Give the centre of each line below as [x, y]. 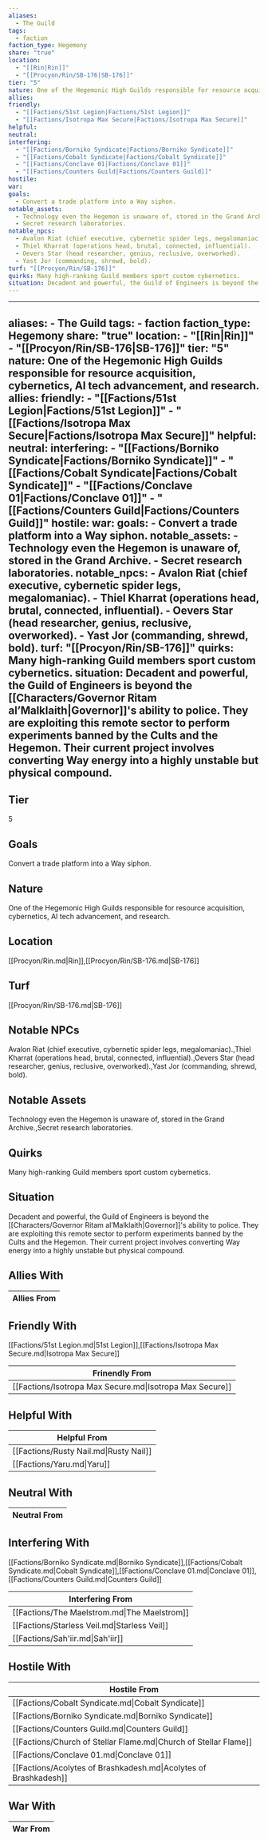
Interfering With [49, 1543]
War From [31, 1829]
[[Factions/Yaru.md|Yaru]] [61, 1464]
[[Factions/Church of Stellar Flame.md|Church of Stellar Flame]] [132, 1742]
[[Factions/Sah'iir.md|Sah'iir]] [68, 1638]
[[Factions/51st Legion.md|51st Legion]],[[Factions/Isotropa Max [114, 1345]
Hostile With [40, 1667]
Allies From [34, 1298]
